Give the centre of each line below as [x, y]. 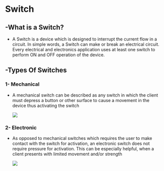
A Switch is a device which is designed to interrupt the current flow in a [84, 39]
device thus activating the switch [46, 105]
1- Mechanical [22, 84]
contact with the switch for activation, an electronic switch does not [81, 143]
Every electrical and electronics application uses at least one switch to [83, 50]
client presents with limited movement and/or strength [67, 154]
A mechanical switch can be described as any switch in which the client [85, 95]
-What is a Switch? [34, 27]
